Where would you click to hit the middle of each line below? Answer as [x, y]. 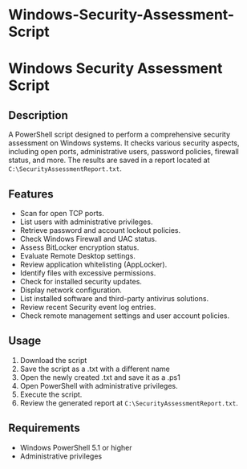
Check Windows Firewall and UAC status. [88, 239]
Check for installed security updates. [81, 281]
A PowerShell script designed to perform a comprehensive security [119, 135]
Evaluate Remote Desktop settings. [78, 256]
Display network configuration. [71, 290]
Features [31, 194]
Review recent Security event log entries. [88, 307]
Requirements [44, 428]
